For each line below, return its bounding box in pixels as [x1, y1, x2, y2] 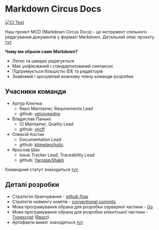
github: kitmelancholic [19, 142, 64, 148]
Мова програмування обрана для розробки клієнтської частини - [12, 209, 148, 214]
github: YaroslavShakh [19, 157, 64, 163]
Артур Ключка [12, 100, 42, 106]
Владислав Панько [12, 115, 51, 122]
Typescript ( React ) [12, 214, 49, 220]
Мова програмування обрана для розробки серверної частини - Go [12, 204, 153, 210]
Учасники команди [5, 87, 66, 96]
